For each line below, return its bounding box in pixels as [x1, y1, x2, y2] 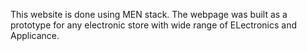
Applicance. [10, 30, 60, 41]
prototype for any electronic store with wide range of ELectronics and [10, 19, 297, 31]
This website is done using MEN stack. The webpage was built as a [10, 9, 288, 20]
